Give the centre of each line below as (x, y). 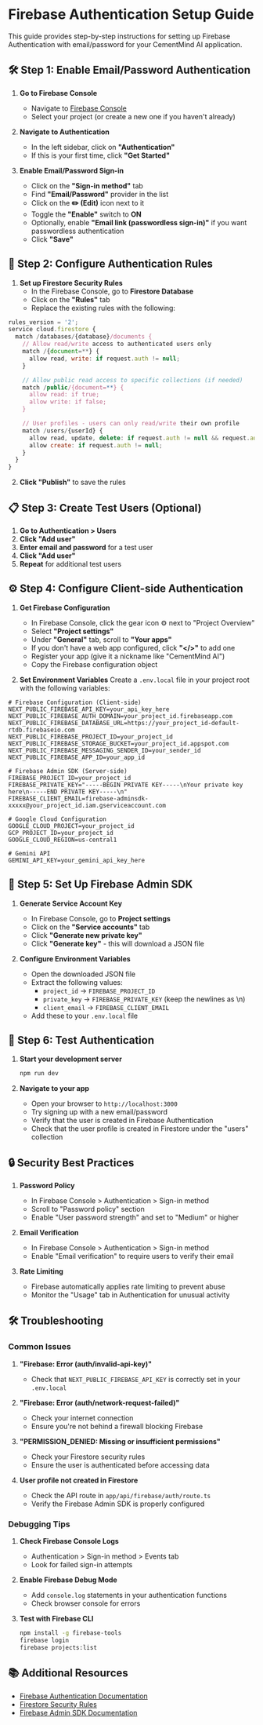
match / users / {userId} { (63, 430)
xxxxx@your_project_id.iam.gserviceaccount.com (87, 805)
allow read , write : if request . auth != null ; (104, 359)
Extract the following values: (77, 982)
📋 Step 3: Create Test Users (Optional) (105, 508)
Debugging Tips (39, 1524)
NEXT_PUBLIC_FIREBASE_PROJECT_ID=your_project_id (91, 737)
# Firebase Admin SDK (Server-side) (68, 771)
